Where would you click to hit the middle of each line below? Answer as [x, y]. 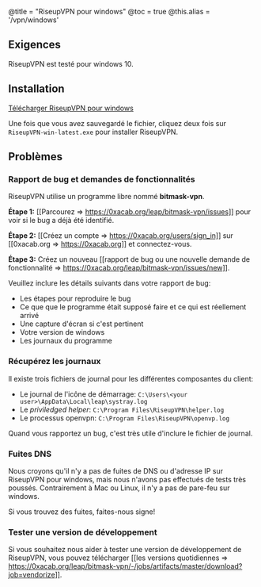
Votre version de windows [62, 332]
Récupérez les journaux [55, 362]
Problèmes [36, 157]
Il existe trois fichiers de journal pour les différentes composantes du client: [131, 378]
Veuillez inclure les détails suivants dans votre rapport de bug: [110, 283]
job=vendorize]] [34, 575]
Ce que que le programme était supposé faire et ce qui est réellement [133, 307]
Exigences [35, 45]
